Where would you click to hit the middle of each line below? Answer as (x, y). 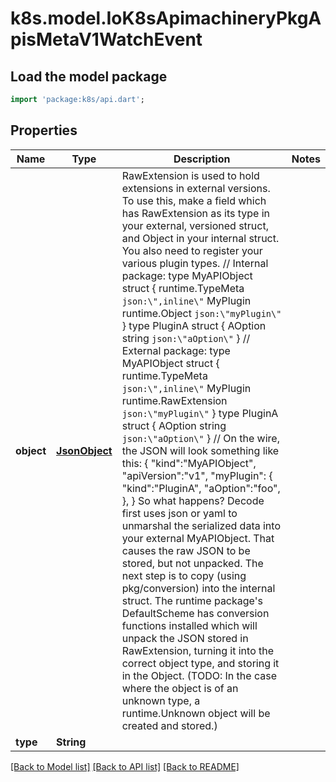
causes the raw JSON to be (186, 550)
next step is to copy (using (184, 575)
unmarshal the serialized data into (201, 525)
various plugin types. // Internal (195, 263)
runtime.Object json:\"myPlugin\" (201, 313)
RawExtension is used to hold (190, 175)
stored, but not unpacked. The (192, 563)
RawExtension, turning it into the (198, 650)
